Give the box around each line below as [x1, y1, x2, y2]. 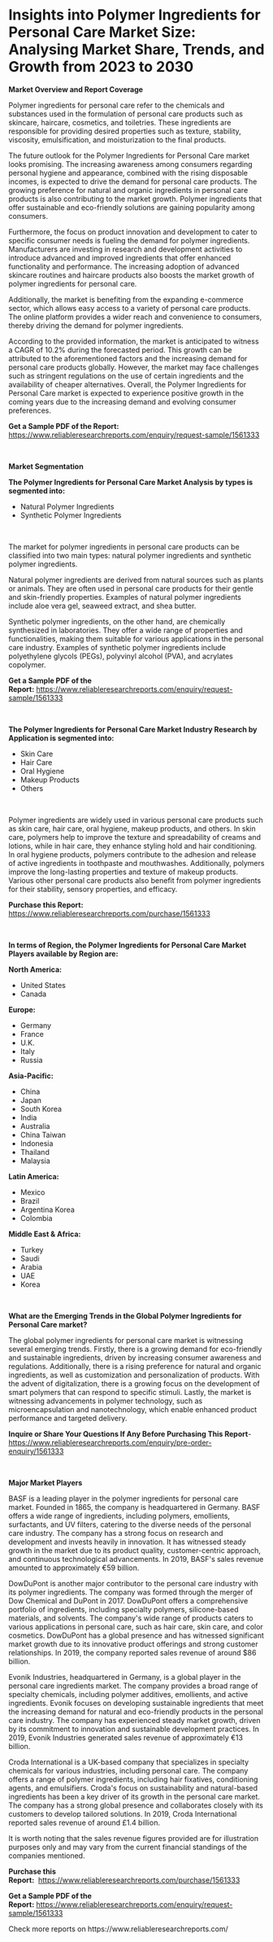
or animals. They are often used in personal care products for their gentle [8, 584, 254, 593]
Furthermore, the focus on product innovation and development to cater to [8, 226, 258, 237]
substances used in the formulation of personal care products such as [8, 108, 244, 119]
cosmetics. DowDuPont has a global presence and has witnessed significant [8, 1630, 264, 1640]
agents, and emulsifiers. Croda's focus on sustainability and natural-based [8, 1782, 258, 1792]
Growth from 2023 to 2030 [8, 58, 194, 77]
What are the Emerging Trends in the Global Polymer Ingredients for [8, 1310, 242, 1320]
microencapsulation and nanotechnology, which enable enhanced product [8, 1404, 258, 1414]
